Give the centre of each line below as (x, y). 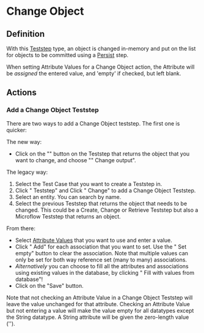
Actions (21, 93)
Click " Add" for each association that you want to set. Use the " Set (101, 247)
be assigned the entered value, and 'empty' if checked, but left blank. (94, 73)
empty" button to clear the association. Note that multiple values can (101, 253)
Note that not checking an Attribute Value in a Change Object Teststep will (100, 297)
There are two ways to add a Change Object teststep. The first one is (93, 123)
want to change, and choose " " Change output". (75, 160)
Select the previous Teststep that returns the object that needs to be (101, 203)
